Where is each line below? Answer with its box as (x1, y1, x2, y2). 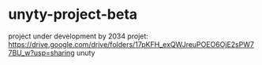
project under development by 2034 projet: (8, 31, 148, 41)
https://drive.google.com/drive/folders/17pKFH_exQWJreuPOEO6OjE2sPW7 (8, 39, 255, 49)
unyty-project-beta (8, 5, 138, 23)
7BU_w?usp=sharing (8, 48, 75, 57)
